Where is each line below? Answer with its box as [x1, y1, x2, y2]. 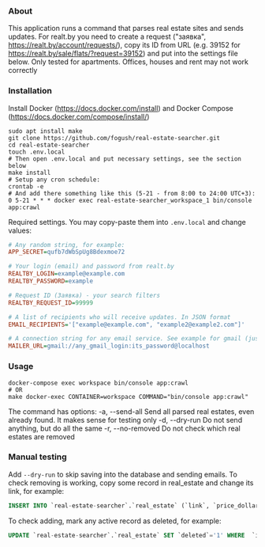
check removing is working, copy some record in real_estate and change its [8, 477, 254, 488]
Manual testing [8, 451, 67, 462]
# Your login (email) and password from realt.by [8, 263, 175, 271]
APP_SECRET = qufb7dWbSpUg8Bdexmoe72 [8, 248, 125, 256]
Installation [8, 85, 53, 97]
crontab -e [8, 182, 44, 191]
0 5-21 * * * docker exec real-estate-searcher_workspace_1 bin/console [8, 196, 252, 204]
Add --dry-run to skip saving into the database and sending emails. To [8, 469, 238, 479]
